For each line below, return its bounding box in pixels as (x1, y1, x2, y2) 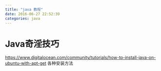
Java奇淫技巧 (5, 38, 60, 49)
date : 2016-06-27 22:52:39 (5, 12, 60, 16)
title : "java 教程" (5, 7, 43, 12)
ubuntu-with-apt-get (5, 60, 46, 66)
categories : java (5, 16, 40, 21)
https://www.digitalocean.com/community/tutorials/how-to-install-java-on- (5, 55, 156, 60)
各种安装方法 (47, 60, 73, 66)
